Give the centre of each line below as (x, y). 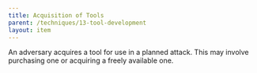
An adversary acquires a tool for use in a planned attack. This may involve (128, 53)
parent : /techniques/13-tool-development (77, 23)
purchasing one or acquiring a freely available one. (91, 60)
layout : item (30, 30)
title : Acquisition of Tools (56, 15)
